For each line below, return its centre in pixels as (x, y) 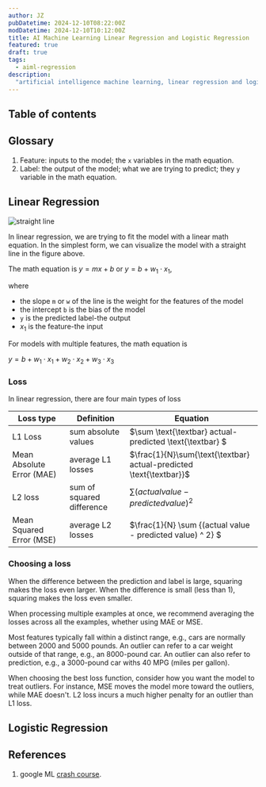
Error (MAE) (34, 474)
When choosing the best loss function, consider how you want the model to (131, 678)
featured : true (33, 45)
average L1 (91, 459)
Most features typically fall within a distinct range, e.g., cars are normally (127, 637)
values (82, 442)
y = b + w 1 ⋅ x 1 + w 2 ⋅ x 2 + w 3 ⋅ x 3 (61, 360)
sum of (82, 487)
